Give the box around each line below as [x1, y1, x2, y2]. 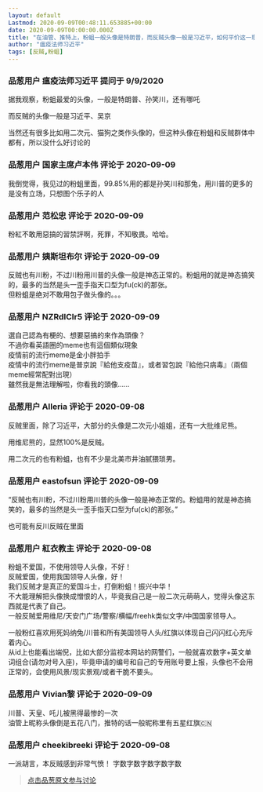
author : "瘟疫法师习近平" [8, 41, 85, 49]
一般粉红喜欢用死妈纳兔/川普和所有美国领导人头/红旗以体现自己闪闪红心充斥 [8, 628, 254, 637]
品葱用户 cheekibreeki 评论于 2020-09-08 [8, 739, 171, 750]
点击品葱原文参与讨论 [27, 775, 96, 785]
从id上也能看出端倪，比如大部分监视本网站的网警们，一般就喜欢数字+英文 [8, 648, 245, 657]
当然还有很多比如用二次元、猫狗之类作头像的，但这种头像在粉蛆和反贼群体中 [8, 128, 255, 137]
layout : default [8, 11, 61, 20]
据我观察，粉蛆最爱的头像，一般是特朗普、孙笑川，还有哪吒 [8, 95, 200, 104]
